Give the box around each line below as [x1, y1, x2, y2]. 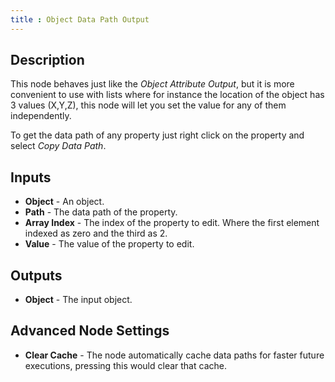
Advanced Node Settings [10, 322, 170, 340]
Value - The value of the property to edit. [24, 238, 195, 250]
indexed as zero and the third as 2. [24, 227, 168, 240]
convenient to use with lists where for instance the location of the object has [10, 89, 325, 101]
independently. [10, 110, 72, 122]
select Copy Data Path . [10, 140, 107, 152]
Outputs [10, 267, 63, 284]
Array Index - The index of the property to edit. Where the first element [24, 217, 320, 229]
